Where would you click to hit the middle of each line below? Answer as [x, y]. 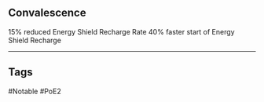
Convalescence [47, 13]
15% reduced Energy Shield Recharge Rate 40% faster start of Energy [121, 31]
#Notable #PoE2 [35, 91]
